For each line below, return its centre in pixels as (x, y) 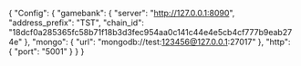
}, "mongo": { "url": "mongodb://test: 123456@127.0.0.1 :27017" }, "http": (157, 42)
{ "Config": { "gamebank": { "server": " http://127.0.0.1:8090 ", (122, 13)
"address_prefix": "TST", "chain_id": (77, 23)
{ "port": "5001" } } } (47, 52)
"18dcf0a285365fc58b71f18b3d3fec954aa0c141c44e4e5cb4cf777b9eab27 (150, 32)
